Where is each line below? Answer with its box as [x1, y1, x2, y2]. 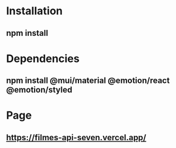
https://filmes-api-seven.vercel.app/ [6, 132, 147, 143]
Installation [6, 4, 63, 18]
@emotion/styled [6, 85, 73, 95]
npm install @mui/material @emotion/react [6, 76, 170, 86]
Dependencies [6, 52, 80, 65]
